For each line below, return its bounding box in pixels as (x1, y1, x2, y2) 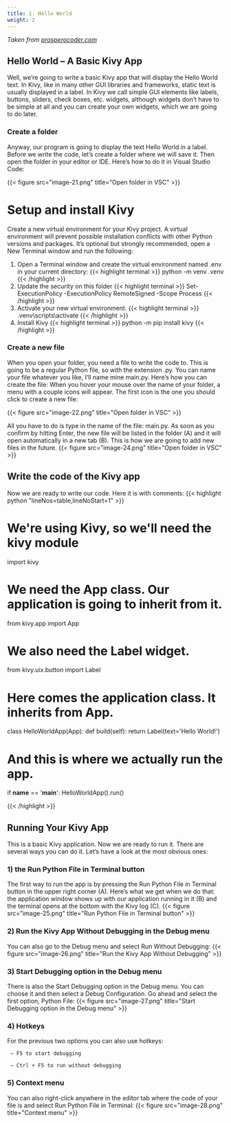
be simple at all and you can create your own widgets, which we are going (7, 102, 217, 111)
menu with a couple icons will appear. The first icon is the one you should (7, 388, 215, 396)
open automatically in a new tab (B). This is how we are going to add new (7, 436, 214, 444)
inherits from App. (7, 704, 114, 720)
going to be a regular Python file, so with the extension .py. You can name (7, 366, 217, 374)
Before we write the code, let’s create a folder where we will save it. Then (7, 150, 215, 158)
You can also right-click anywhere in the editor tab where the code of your (7, 1093, 218, 1102)
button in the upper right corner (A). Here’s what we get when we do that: (7, 887, 215, 896)
